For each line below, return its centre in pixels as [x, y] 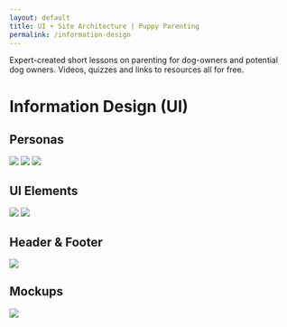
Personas [37, 140]
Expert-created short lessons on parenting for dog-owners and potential [143, 61]
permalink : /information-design [70, 34]
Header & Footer [56, 242]
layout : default [40, 18]
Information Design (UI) [99, 106]
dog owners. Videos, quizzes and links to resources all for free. [127, 70]
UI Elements [44, 191]
